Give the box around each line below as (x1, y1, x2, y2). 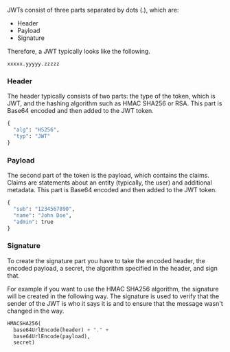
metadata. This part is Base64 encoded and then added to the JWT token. (7, 186, 218, 194)
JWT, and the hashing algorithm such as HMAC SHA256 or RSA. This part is (7, 99, 222, 107)
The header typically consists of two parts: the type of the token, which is (7, 92, 216, 101)
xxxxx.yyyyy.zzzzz (7, 61, 60, 68)
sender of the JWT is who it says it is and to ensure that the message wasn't (7, 299, 223, 307)
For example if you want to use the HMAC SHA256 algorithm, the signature (7, 284, 219, 293)
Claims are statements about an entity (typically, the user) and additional (7, 178, 213, 187)
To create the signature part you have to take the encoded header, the (7, 256, 206, 265)
